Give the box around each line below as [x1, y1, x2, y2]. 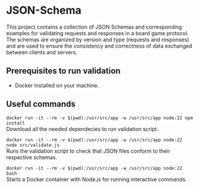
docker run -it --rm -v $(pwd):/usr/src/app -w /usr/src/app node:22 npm [6, 114, 194, 121]
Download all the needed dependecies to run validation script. [6, 125, 159, 132]
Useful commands [6, 99, 76, 109]
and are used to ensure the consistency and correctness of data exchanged [6, 42, 192, 49]
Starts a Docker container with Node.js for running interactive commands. [6, 175, 187, 182]
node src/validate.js [6, 142, 60, 148]
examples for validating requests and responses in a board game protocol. [6, 29, 189, 36]
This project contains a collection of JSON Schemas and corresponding [6, 23, 182, 30]
